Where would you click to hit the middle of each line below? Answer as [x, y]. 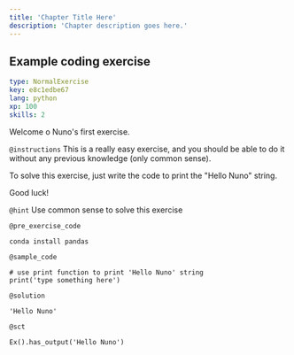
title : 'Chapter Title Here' [63, 17]
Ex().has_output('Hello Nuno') [67, 342]
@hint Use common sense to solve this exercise [96, 210]
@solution [27, 296]
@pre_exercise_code [45, 226]
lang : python [33, 98]
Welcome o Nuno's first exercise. [70, 131]
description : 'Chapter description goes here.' [99, 26]
